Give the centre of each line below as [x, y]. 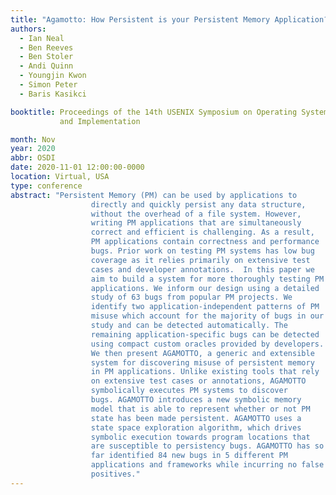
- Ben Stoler [46, 57]
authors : [28, 29]
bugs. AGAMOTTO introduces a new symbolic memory [196, 400]
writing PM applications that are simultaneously [196, 223]
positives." [115, 474]
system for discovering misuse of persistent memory [202, 362]
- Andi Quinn [46, 66]
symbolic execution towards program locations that [200, 437]
